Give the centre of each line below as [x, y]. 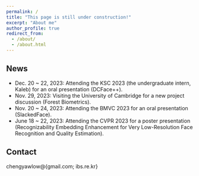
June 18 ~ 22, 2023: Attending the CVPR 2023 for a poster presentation [102, 121]
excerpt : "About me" [32, 23]
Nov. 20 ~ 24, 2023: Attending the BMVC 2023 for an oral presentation [101, 108]
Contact [21, 152]
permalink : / [22, 12]
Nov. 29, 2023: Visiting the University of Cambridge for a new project [99, 95]
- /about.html [29, 45]
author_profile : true [33, 28]
